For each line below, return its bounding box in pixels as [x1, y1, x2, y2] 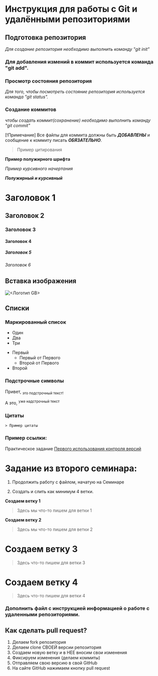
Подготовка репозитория [5, 33, 86, 42]
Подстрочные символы [5, 377, 64, 384]
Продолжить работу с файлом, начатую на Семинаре [12, 479, 124, 485]
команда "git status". [5, 94, 49, 100]
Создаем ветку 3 [5, 544, 78, 554]
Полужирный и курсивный [5, 175, 63, 181]
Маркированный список [5, 319, 67, 326]
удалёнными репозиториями [5, 14, 130, 25]
